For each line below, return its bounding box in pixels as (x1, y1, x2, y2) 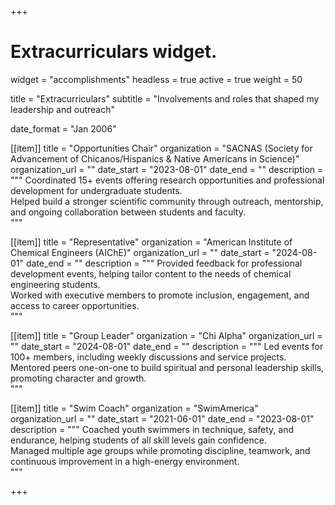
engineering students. (10, 278, 101, 290)
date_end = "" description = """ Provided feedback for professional (25, 257, 303, 269)
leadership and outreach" (10, 103, 116, 115)
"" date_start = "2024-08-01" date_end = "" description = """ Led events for (10, 340, 324, 352)
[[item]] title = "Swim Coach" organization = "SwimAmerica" (10, 402, 259, 414)
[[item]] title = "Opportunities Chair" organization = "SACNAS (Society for (10, 142, 313, 154)
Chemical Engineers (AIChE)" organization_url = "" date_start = (10, 246, 270, 258)
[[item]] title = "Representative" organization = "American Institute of (10, 236, 293, 248)
